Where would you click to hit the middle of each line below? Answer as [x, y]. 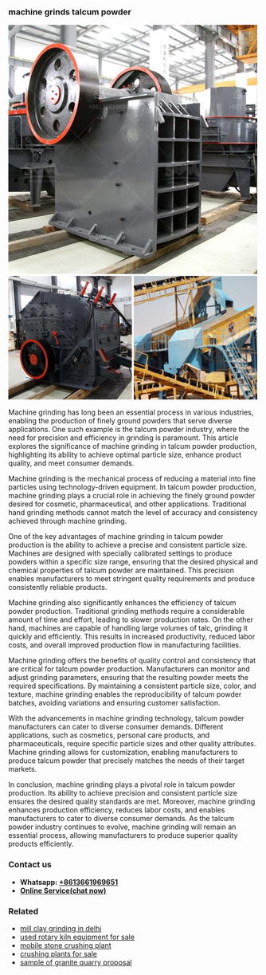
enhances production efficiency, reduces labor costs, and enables [117, 810]
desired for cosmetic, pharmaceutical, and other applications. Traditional [127, 504]
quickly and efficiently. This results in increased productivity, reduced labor [132, 637]
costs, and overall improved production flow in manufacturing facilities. [125, 645]
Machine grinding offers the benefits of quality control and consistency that [132, 661]
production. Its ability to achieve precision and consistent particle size [123, 793]
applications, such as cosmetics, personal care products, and [109, 735]
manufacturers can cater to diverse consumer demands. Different [116, 727]
